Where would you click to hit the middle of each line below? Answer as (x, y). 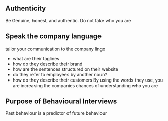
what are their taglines (36, 58)
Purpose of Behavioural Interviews (61, 102)
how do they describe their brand (47, 64)
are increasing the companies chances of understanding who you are (85, 85)
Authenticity (26, 8)
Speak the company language (53, 37)
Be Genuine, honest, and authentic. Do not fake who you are (68, 20)
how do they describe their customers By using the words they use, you (88, 80)
